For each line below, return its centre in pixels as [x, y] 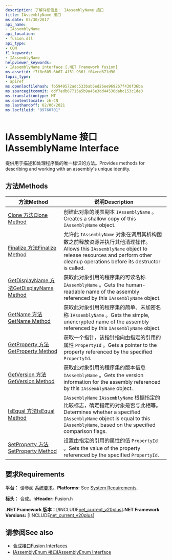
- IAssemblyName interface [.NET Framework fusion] [61, 67]
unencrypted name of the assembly [106, 322]
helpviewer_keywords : [28, 63]
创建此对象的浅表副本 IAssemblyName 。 [110, 212]
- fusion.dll [19, 39]
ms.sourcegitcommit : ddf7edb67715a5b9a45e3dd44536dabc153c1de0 [74, 91]
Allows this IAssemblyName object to [105, 248]
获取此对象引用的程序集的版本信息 [104, 367]
